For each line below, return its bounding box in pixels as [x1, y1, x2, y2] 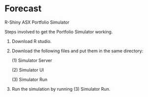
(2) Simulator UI [11, 67, 44, 73]
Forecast [4, 3, 42, 14]
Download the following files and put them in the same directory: [11, 48, 144, 54]
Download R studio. [11, 38, 52, 44]
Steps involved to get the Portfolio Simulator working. [4, 29, 113, 34]
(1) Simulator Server [11, 57, 52, 63]
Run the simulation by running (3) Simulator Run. [11, 86, 111, 92]
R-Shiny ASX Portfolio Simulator [4, 19, 70, 25]
